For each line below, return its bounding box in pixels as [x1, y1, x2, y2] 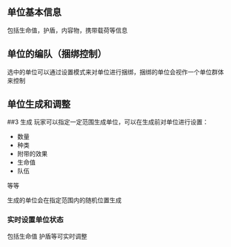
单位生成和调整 [7, 98, 71, 110]
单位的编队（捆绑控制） [7, 48, 107, 60]
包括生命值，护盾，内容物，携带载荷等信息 [7, 26, 128, 34]
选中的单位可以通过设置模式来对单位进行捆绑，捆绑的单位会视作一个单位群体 [7, 67, 224, 76]
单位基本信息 [7, 6, 62, 19]
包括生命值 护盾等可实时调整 [7, 232, 87, 240]
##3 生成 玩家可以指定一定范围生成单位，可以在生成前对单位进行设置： [7, 118, 209, 126]
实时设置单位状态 [7, 215, 64, 225]
